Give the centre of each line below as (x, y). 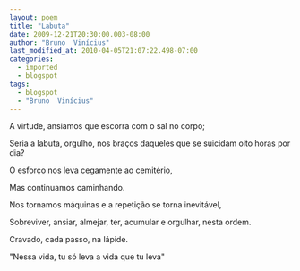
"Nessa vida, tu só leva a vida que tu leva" (87, 257)
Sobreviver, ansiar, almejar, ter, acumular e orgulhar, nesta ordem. (130, 222)
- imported (38, 68)
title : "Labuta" (39, 26)
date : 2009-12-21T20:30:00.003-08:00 (80, 34)
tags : (19, 84)
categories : (31, 59)
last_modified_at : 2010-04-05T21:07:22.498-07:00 (104, 51)
